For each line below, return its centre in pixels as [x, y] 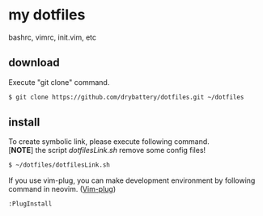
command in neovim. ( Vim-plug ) [62, 189]
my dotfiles [47, 15]
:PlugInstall [30, 204]
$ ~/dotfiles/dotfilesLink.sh [59, 165]
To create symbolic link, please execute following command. [109, 142]
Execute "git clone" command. [59, 82]
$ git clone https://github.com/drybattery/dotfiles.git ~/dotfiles [126, 97]
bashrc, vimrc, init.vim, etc [53, 37]
